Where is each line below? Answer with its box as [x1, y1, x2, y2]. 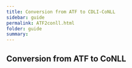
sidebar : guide [6, 14, 45, 20]
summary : [6, 31, 29, 37]
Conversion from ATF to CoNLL [6, 54, 127, 64]
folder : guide [6, 25, 43, 32]
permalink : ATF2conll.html [6, 20, 75, 26]
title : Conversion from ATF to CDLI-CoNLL [6, 8, 116, 15]
